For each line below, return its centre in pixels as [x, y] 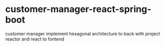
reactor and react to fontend [35, 39]
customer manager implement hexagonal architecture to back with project [83, 33]
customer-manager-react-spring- [78, 9]
